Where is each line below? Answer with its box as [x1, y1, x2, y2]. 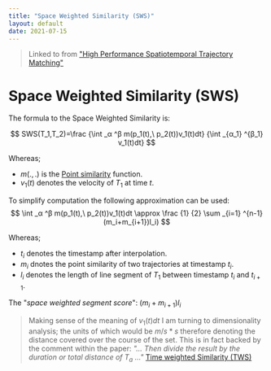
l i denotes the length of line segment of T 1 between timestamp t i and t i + [20, 269, 261, 282]
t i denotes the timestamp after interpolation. [20, 249, 168, 260]
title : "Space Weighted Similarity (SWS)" [8, 11, 155, 20]
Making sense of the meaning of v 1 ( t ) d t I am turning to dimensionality [28, 316, 261, 327]
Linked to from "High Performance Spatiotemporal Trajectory [28, 50, 234, 59]
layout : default [8, 20, 63, 28]
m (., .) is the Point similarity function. [20, 169, 143, 179]
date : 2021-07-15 [8, 27, 68, 35]
